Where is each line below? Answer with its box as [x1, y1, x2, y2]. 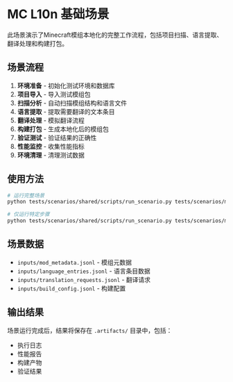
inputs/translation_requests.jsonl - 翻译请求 [17, 275, 151, 283]
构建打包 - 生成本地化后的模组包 [17, 124, 110, 133]
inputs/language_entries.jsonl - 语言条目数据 [17, 267, 150, 275]
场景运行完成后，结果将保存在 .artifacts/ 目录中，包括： [7, 326, 173, 334]
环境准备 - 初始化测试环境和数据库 [17, 81, 116, 90]
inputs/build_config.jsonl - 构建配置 [17, 284, 126, 292]
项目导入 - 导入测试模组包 [17, 90, 92, 98]
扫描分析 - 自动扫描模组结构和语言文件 [17, 99, 128, 107]
